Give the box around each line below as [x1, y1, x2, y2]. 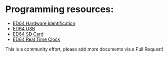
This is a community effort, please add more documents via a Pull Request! [5, 46, 163, 52]
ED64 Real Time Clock [12, 36, 60, 42]
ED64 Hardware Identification [12, 20, 76, 26]
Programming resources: [5, 4, 114, 15]
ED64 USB [12, 25, 35, 31]
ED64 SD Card [12, 31, 44, 37]
